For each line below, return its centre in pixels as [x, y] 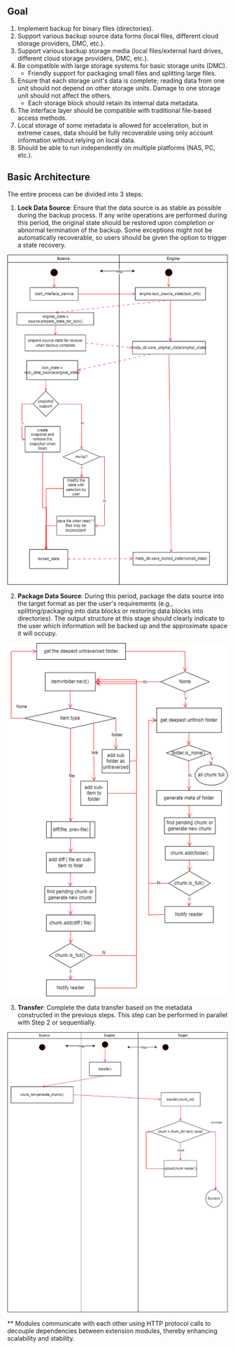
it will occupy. [37, 633]
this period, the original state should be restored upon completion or [116, 222]
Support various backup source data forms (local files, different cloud [118, 36]
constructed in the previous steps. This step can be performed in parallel [122, 1015]
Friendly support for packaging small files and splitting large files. [122, 73]
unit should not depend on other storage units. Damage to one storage [119, 88]
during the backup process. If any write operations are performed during [122, 215]
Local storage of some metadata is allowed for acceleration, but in [113, 125]
